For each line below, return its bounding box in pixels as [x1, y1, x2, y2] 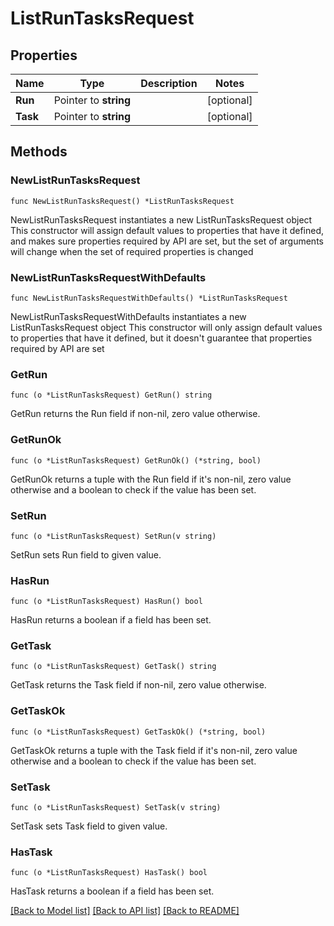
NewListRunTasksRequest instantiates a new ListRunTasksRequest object [10, 213, 313, 226]
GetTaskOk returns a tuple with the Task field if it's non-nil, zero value [10, 744, 298, 756]
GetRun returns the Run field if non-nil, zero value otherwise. [10, 408, 261, 420]
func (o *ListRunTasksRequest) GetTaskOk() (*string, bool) [10, 727, 267, 737]
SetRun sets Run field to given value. [10, 548, 162, 561]
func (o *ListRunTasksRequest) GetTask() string [10, 662, 217, 672]
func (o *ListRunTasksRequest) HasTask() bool [10, 868, 208, 878]
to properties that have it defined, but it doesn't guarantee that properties [10, 332, 313, 344]
